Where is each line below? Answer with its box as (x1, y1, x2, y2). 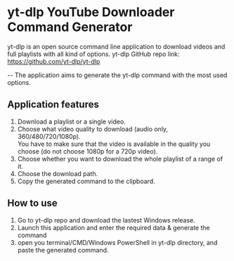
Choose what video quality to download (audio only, (17, 124, 169, 133)
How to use (7, 197, 58, 209)
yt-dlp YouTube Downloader (7, 4, 175, 20)
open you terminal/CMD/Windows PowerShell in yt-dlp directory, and (17, 238, 218, 246)
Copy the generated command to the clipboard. (17, 177, 156, 185)
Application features (7, 99, 100, 111)
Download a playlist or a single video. (17, 117, 126, 126)
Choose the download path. (17, 169, 98, 178)
